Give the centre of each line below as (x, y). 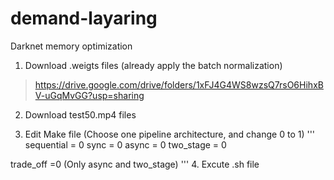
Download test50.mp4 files (80, 114)
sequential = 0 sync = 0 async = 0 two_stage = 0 (125, 144)
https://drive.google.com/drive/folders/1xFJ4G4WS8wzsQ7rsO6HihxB (179, 84)
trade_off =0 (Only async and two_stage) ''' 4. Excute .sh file (135, 164)
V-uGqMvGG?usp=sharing (89, 95)
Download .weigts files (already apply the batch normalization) (153, 65)
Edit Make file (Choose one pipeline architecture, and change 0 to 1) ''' (170, 134)
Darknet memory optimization (71, 46)
